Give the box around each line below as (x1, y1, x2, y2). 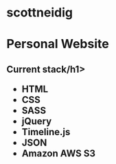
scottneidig (6, 5, 73, 21)
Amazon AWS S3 (21, 148, 96, 159)
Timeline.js (21, 126, 71, 138)
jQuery (21, 115, 52, 127)
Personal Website (6, 36, 109, 52)
